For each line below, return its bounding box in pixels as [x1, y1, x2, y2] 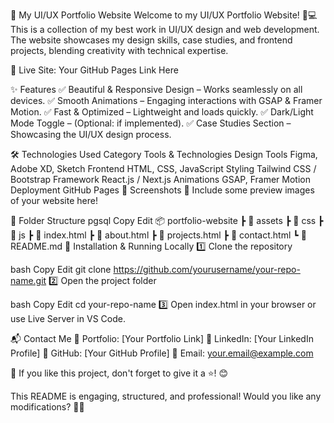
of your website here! [10, 195, 98, 206]
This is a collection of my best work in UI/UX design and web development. [10, 24, 320, 35]
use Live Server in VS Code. [10, 313, 126, 324]
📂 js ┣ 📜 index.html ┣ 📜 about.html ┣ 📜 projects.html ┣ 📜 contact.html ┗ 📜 [10, 229, 307, 241]
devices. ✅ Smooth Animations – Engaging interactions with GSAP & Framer [10, 95, 323, 106]
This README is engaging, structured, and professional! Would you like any [10, 390, 322, 402]
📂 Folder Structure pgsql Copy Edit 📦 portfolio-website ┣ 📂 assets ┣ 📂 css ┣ [10, 215, 324, 226]
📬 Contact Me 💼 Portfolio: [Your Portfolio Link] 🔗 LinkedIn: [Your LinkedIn [10, 333, 314, 344]
